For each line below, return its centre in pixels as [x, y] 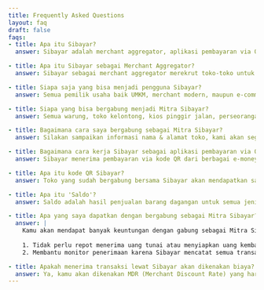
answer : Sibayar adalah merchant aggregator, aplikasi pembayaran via [133, 52]
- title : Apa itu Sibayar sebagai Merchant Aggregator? [101, 66]
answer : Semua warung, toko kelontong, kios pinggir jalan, [115, 116]
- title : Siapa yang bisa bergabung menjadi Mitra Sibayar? [109, 109]
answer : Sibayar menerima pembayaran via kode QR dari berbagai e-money [137, 159]
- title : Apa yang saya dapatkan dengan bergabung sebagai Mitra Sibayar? [133, 216]
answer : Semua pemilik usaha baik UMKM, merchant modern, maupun [125, 95]
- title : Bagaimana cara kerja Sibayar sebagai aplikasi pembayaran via [130, 152]
